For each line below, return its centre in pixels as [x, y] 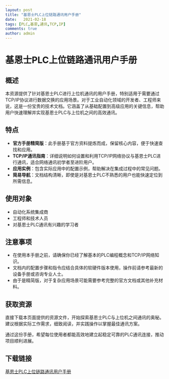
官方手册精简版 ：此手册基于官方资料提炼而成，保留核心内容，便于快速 [86, 143]
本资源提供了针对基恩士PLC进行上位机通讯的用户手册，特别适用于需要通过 [82, 93]
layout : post [19, 10]
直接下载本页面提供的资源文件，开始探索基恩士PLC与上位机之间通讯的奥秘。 [84, 318]
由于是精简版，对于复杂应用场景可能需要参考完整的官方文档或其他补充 [86, 280]
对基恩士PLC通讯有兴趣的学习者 [46, 224]
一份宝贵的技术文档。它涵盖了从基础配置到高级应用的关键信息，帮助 [93, 106]
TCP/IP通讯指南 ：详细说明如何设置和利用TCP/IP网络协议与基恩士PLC [84, 156]
